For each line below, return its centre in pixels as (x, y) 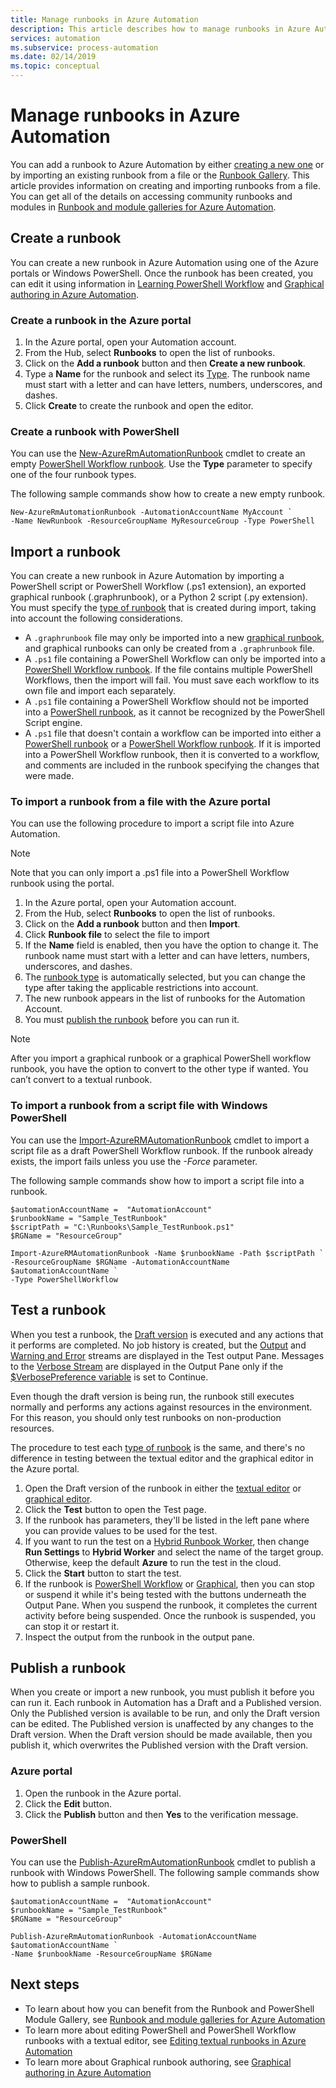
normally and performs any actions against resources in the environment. (161, 1407)
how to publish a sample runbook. (80, 1883)
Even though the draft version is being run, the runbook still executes (152, 1396)
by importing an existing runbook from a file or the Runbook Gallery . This (160, 175)
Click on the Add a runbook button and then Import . (132, 924)
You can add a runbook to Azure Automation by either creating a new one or (167, 164)
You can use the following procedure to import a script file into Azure (152, 823)
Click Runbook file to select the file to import (117, 935)
